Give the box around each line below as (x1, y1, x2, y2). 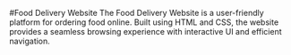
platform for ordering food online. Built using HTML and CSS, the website (9, 17, 279, 27)
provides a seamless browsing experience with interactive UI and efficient (9, 27, 282, 36)
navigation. (9, 35, 51, 46)
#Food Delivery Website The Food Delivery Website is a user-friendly (9, 8, 264, 18)
